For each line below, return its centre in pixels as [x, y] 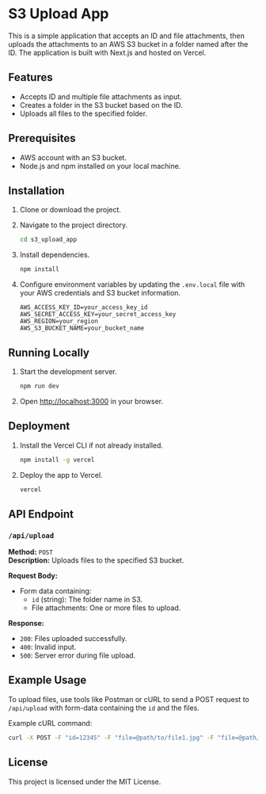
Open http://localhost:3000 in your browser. [91, 401]
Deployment [39, 426]
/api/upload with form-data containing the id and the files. [104, 708]
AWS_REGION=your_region [59, 322]
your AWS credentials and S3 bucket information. [100, 293]
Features [30, 77]
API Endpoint [41, 514]
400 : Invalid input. [48, 647]
